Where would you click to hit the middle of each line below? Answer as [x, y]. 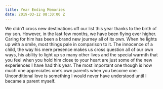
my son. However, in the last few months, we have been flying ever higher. [81, 34]
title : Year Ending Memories [35, 10]
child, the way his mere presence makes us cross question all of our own [79, 49]
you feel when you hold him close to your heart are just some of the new [79, 60]
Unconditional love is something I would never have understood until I [76, 76]
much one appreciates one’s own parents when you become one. [72, 70]
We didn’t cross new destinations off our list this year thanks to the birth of [81, 28]
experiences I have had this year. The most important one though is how [79, 65]
